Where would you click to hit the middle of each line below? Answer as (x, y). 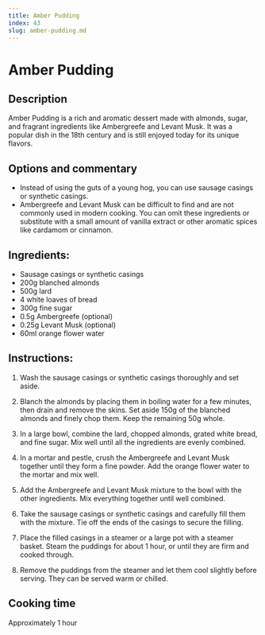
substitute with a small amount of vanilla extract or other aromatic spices (138, 222)
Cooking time (42, 604)
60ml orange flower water (62, 333)
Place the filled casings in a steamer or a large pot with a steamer (127, 537)
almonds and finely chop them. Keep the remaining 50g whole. (122, 418)
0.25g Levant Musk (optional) (68, 325)
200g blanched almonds (60, 282)
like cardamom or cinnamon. (66, 230)
